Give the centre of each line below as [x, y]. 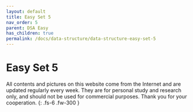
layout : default [26, 11]
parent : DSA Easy [27, 28]
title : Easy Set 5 [28, 17]
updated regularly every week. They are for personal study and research [94, 90]
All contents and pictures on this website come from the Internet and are [94, 84]
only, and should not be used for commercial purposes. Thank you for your [97, 96]
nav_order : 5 [22, 22]
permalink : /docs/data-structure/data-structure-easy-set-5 [81, 39]
